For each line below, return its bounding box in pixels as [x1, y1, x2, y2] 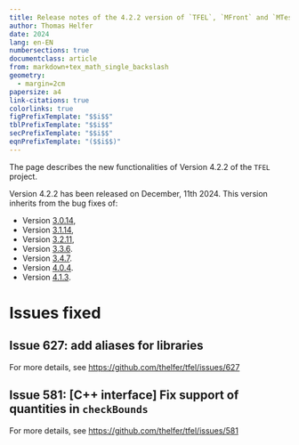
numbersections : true [9, 46, 90, 55]
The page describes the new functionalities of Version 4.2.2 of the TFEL [9, 161, 271, 172]
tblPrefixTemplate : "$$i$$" [9, 121, 114, 130]
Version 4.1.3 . [21, 271, 71, 282]
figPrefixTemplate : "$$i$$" [9, 112, 114, 121]
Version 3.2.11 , [21, 233, 75, 245]
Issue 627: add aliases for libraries [9, 338, 204, 353]
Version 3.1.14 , [21, 224, 74, 235]
